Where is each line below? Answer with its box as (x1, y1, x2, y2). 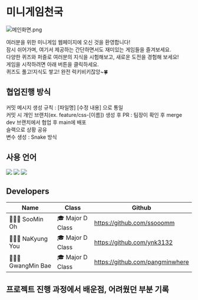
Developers (6, 186, 49, 196)
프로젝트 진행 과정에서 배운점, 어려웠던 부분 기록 (6, 284, 169, 294)
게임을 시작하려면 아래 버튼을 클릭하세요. (6, 60, 99, 68)
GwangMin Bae (9, 261, 52, 269)
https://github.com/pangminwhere (94, 257, 189, 266)
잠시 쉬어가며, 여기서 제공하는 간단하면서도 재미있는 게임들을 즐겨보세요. (6, 45, 171, 53)
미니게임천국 (6, 5, 64, 19)
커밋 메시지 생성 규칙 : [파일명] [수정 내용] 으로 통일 (6, 104, 124, 111)
